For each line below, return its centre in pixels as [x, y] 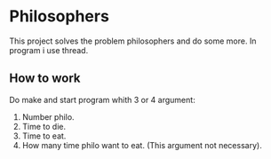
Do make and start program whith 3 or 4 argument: [102, 99]
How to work [45, 79]
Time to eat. [44, 136]
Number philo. [48, 116]
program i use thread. [49, 50]
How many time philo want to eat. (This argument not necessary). [142, 145]
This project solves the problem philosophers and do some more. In [133, 41]
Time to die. [44, 126]
